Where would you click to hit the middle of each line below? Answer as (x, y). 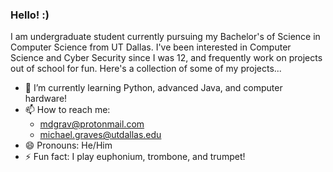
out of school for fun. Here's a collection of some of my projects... (146, 69)
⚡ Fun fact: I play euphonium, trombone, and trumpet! (135, 157)
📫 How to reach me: (67, 110)
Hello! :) (30, 15)
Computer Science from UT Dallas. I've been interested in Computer (151, 47)
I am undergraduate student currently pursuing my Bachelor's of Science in (165, 37)
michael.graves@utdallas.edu (100, 135)
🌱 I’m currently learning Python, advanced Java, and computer (153, 88)
